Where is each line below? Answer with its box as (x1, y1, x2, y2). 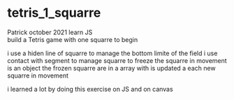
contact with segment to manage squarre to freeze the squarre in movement (7, 56, 227, 64)
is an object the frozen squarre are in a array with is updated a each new (7, 64, 216, 72)
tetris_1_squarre (7, 5, 101, 21)
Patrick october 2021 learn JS (7, 28, 93, 36)
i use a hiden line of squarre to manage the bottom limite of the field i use (7, 49, 218, 57)
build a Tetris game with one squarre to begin (7, 35, 138, 43)
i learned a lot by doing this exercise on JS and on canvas (7, 85, 173, 93)
